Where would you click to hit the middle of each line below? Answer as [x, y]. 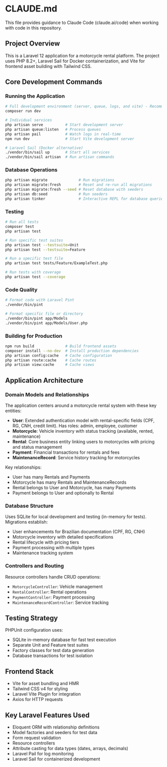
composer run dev [23, 111]
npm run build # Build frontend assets [61, 346]
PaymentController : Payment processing [54, 597]
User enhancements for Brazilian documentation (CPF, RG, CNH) [79, 532]
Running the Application [35, 96]
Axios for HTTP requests [38, 700]
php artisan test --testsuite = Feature [45, 250]
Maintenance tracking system [43, 553]
